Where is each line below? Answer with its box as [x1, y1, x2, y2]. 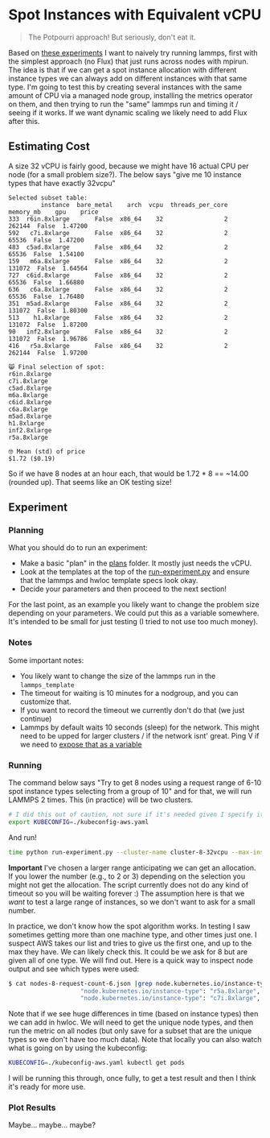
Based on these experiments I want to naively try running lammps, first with [8, 48, 259, 57]
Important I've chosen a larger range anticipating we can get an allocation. [8, 863, 256, 872]
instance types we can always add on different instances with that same [8, 73, 247, 83]
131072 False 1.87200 [8, 321, 88, 329]
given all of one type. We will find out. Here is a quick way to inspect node [8, 955, 254, 965]
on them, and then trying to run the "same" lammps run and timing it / [8, 99, 239, 109]
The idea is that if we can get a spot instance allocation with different [8, 64, 237, 74]
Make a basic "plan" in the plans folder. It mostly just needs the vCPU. [19, 558, 252, 569]
